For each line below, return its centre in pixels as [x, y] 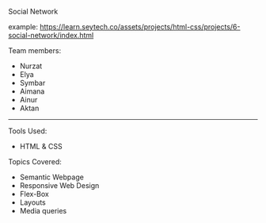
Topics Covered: [35, 161]
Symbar [32, 83]
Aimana [32, 91]
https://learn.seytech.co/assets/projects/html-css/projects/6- [140, 27]
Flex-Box [34, 194]
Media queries [43, 211]
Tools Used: [28, 131]
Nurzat [31, 66]
